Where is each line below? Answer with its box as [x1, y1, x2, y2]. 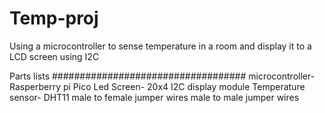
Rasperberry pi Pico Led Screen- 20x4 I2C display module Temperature [9, 80, 306, 92]
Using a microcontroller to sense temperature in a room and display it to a [9, 40, 312, 52]
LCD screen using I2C [9, 50, 100, 62]
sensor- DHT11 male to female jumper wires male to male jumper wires [9, 91, 300, 103]
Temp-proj [9, 7, 99, 30]
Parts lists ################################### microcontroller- [9, 70, 316, 82]
